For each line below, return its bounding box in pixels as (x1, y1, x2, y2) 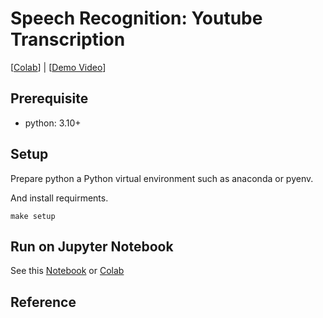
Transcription (10, 28, 126, 51)
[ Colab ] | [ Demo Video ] (10, 61, 107, 73)
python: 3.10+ (24, 117, 82, 129)
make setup (10, 211, 56, 221)
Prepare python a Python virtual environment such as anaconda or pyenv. (10, 172, 314, 184)
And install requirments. (10, 192, 109, 204)
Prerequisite (10, 90, 89, 107)
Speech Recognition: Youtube (10, 7, 263, 30)
